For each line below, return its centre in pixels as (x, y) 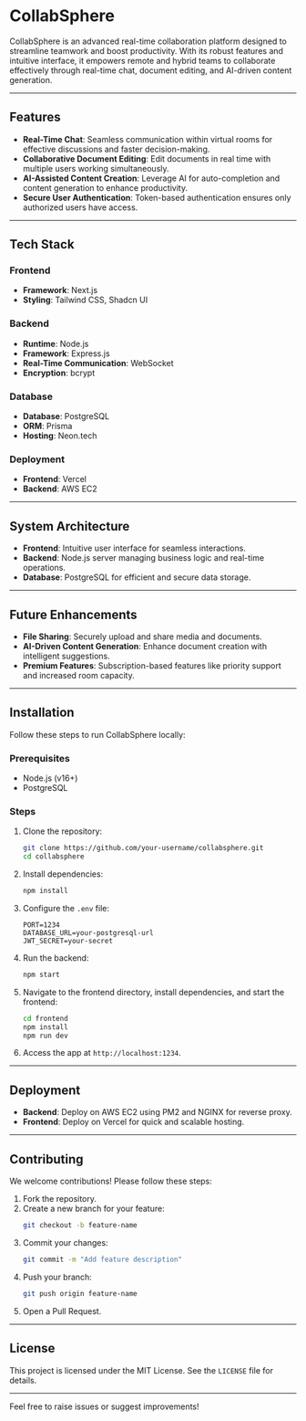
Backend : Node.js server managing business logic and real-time (143, 558)
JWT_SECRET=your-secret (68, 941)
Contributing (46, 1159)
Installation (42, 713)
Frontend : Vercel (54, 479)
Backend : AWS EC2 (60, 489)
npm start (41, 974)
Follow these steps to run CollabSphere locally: (97, 734)
